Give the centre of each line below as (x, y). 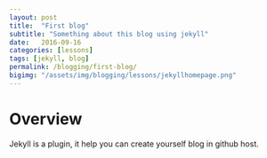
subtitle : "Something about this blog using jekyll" (109, 34)
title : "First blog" (49, 26)
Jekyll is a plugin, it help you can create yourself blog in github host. (134, 144)
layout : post (33, 17)
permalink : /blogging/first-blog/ (73, 67)
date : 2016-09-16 (45, 42)
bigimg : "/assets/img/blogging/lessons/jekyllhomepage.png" (123, 75)
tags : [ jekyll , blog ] (49, 59)
